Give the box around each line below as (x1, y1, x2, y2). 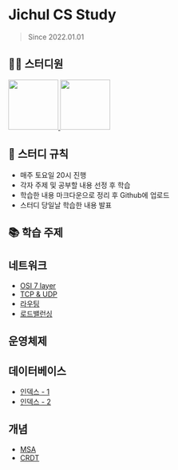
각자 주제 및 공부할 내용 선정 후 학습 (19, 180, 131, 190)
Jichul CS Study (8, 6, 117, 24)
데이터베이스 (8, 364, 66, 378)
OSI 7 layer (19, 280, 57, 290)
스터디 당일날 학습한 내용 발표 (19, 200, 112, 210)
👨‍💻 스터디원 (8, 58, 64, 71)
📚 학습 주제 (8, 226, 64, 239)
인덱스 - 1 (19, 387, 50, 396)
